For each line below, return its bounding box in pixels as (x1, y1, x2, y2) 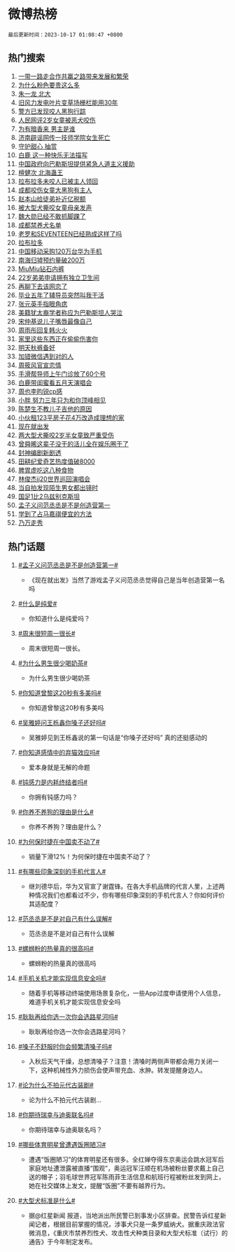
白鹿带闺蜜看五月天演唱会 (17, 378, 92, 387)
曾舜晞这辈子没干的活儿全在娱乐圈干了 (17, 439, 129, 448)
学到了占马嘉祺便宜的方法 (17, 509, 92, 518)
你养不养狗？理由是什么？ (28, 822, 103, 830)
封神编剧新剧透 (17, 448, 62, 457)
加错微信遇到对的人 (17, 352, 74, 361)
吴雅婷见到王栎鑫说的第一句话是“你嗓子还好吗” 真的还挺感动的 (28, 733, 208, 742)
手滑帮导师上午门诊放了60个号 (17, 369, 106, 378)
